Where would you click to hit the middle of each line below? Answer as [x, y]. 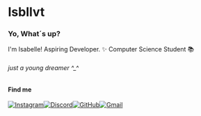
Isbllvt [26, 12]
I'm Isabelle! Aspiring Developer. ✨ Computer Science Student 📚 [101, 49]
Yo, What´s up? [34, 34]
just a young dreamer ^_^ [43, 68]
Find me [20, 89]
